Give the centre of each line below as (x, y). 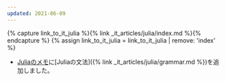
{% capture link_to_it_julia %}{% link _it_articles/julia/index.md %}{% (104, 33)
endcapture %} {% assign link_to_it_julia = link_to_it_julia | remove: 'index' (111, 40)
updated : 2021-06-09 (37, 13)
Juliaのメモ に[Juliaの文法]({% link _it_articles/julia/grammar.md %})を (115, 62)
